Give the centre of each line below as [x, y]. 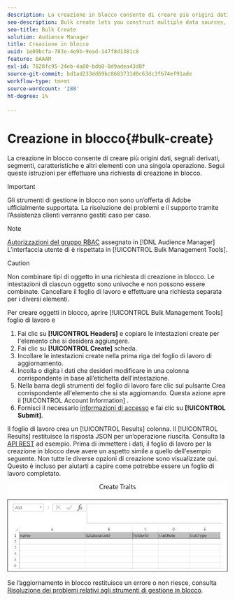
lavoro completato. [34, 474]
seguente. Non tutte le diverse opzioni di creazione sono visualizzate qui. [113, 459]
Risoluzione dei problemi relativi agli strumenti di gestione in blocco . [105, 591]
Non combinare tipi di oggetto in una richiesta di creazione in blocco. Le [111, 277]
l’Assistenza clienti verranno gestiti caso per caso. [79, 215]
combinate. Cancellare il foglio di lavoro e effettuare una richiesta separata [115, 292]
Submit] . [30, 416]
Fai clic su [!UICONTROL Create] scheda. [77, 348]
